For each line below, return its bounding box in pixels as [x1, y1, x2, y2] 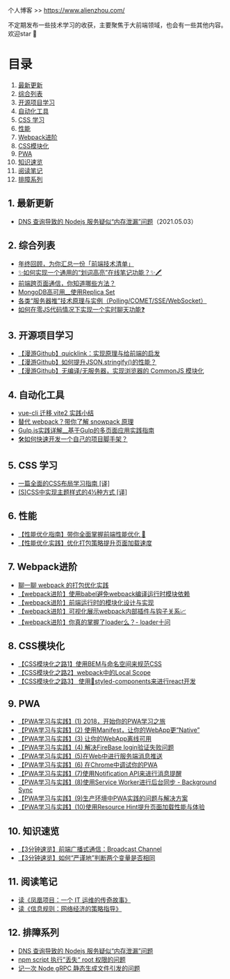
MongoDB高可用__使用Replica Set [17, 287, 115, 296]
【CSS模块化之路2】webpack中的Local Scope [17, 669, 151, 677]
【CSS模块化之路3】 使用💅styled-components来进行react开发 [17, 677, 197, 685]
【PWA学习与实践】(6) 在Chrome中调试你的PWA [17, 761, 158, 769]
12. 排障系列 [8, 927, 60, 939]
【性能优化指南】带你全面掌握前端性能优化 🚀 [17, 530, 146, 538]
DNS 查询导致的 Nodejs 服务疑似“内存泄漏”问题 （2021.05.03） [17, 217, 197, 225]
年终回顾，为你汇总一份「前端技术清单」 [17, 260, 134, 268]
